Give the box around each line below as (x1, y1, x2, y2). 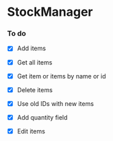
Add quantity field (16, 113, 68, 121)
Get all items (16, 58, 53, 66)
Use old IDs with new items (16, 99, 95, 107)
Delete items (16, 85, 53, 94)
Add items (16, 44, 47, 52)
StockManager (7, 4, 94, 20)
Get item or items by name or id (16, 72, 106, 80)
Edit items (16, 127, 46, 135)
